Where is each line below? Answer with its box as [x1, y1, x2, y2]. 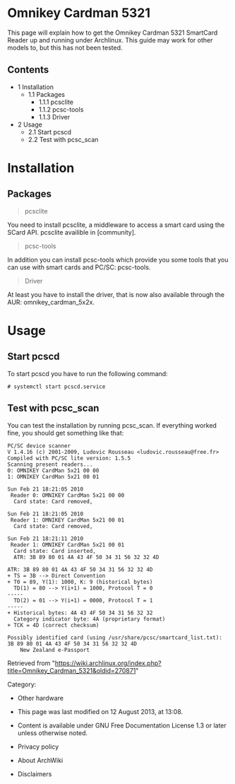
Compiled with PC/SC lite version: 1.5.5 [7, 455, 131, 462]
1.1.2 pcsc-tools [38, 105, 84, 114]
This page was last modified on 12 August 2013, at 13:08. [17, 707, 183, 715]
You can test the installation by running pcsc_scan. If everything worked [7, 421, 217, 429]
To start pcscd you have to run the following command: [7, 369, 168, 378]
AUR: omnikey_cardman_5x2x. [7, 298, 95, 306]
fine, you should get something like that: [7, 428, 124, 437]
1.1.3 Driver [38, 112, 71, 121]
